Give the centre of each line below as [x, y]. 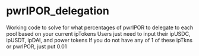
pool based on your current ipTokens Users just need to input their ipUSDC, [98, 33]
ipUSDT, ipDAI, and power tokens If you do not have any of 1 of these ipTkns [99, 40]
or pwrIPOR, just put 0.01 [37, 46]
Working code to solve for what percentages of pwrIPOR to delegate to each [100, 27]
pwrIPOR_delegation [58, 11]
